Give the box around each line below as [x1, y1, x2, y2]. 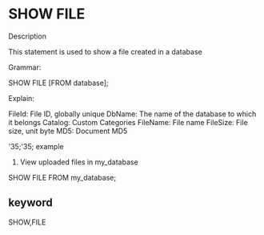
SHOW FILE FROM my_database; [8, 172, 117, 182]
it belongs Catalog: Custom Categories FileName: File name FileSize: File [8, 117, 248, 127]
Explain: [8, 93, 34, 103]
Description [8, 31, 46, 41]
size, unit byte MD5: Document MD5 [8, 126, 128, 136]
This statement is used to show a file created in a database [8, 47, 202, 56]
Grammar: [8, 62, 42, 72]
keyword [8, 196, 54, 209]
